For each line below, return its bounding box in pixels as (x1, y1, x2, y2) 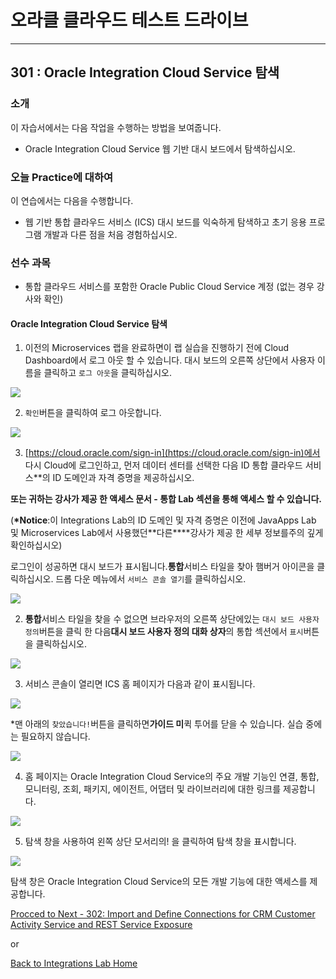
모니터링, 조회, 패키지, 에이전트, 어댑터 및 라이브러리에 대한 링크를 (24, 783, 282, 795)
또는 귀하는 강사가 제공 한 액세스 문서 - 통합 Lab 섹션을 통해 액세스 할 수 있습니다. (10, 493, 322, 505)
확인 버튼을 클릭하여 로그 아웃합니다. (24, 407, 162, 419)
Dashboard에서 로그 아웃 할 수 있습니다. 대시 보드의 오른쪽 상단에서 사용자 (24, 354, 316, 366)
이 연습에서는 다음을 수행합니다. (10, 194, 134, 206)
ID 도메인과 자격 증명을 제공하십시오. (52, 472, 195, 484)
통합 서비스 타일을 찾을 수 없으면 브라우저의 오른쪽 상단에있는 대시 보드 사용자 (24, 613, 320, 625)
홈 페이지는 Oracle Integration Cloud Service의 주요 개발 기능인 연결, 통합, (24, 771, 320, 783)
